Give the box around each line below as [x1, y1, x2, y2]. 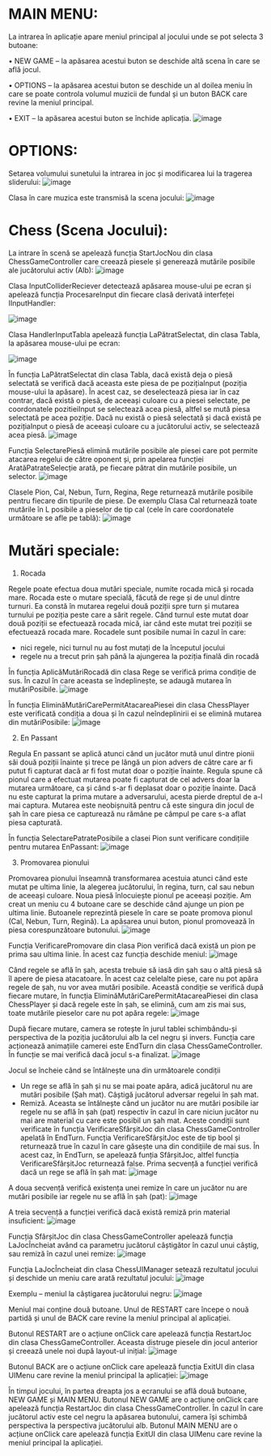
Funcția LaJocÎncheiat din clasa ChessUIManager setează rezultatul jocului [8, 1264, 259, 1274]
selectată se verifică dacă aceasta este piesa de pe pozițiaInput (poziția [8, 378, 248, 388]
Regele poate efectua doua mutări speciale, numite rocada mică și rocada [8, 584, 254, 593]
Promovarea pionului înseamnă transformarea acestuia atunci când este [8, 873, 248, 883]
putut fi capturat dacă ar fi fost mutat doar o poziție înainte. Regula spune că [8, 765, 263, 775]
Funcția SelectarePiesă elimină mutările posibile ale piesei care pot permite [8, 445, 258, 455]
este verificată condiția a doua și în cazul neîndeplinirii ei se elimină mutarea [8, 709, 262, 718]
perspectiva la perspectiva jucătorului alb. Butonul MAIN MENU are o [8, 1420, 239, 1430]
